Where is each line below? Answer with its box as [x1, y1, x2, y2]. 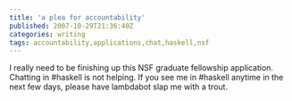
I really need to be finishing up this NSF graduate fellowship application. [9, 63, 274, 73]
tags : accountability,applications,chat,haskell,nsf [9, 38, 210, 47]
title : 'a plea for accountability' [9, 13, 146, 22]
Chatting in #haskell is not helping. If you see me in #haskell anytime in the [9, 72, 284, 83]
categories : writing [9, 29, 87, 38]
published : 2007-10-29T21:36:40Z [9, 21, 134, 30]
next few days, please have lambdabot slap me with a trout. [9, 81, 229, 92]
